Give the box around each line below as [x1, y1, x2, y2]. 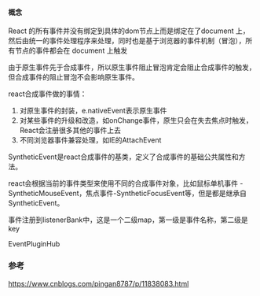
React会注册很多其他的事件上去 [19, 126, 122, 135]
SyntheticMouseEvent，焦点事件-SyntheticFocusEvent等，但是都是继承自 [8, 189, 247, 198]
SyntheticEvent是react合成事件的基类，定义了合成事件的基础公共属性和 [8, 152, 239, 161]
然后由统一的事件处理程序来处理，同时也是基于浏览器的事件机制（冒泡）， [8, 36, 246, 46]
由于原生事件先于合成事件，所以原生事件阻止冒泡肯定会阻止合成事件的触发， [8, 63, 256, 72]
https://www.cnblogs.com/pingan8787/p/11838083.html [8, 279, 189, 288]
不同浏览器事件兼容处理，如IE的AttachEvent [19, 135, 162, 145]
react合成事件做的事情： [8, 89, 87, 98]
